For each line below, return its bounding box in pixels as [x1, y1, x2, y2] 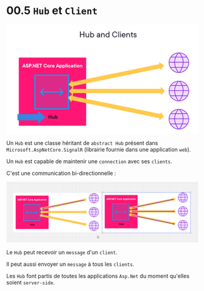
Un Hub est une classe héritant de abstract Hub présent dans [6, 139, 158, 147]
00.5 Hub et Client [6, 4, 98, 18]
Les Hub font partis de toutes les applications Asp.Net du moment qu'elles [6, 272, 190, 279]
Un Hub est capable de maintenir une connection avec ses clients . [6, 157, 172, 165]
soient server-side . [6, 279, 55, 286]
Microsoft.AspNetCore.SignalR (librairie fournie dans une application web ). [6, 145, 191, 153]
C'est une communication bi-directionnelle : [6, 169, 116, 177]
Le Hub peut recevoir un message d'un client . [6, 248, 118, 256]
